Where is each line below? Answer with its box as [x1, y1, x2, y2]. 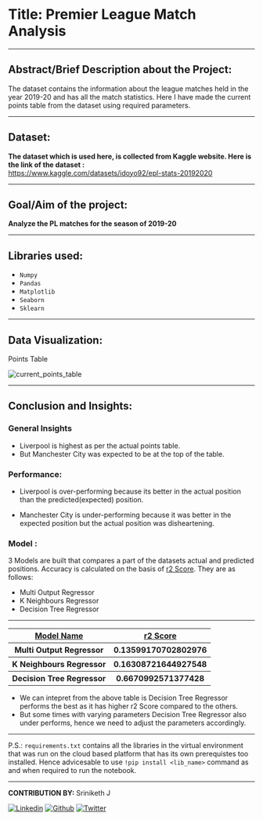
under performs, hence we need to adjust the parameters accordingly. [19, 718, 247, 727]
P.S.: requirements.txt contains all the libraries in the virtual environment [8, 741, 244, 750]
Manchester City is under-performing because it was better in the [19, 510, 232, 519]
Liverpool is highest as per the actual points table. [19, 441, 181, 450]
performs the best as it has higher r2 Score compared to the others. [19, 702, 239, 711]
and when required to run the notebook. [8, 766, 137, 775]
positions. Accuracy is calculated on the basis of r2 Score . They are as [8, 564, 236, 574]
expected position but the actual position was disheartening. [19, 518, 215, 527]
